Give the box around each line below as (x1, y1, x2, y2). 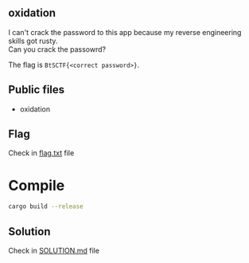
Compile (8, 176, 65, 194)
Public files (8, 83, 65, 96)
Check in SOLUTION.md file (8, 246, 99, 256)
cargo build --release (8, 202, 84, 210)
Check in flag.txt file (8, 148, 75, 158)
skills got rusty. (8, 36, 58, 45)
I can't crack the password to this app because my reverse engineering (8, 27, 242, 37)
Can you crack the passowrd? (8, 44, 106, 54)
